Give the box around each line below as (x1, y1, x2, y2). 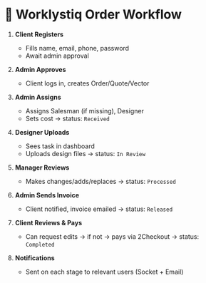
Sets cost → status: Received (25, 114, 110, 123)
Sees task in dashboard (25, 142, 96, 150)
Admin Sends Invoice (14, 190, 80, 199)
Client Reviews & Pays (14, 218, 83, 227)
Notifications (14, 253, 56, 262)
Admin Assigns (14, 93, 61, 101)
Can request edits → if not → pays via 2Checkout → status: (25, 232, 200, 241)
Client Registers (14, 30, 63, 38)
